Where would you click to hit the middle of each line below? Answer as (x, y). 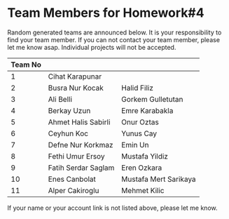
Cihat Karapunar (75, 77)
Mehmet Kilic (143, 190)
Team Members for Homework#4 (106, 13)
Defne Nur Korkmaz (81, 145)
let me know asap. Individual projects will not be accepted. (92, 47)
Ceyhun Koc (68, 133)
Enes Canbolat (72, 179)
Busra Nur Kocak (76, 88)
